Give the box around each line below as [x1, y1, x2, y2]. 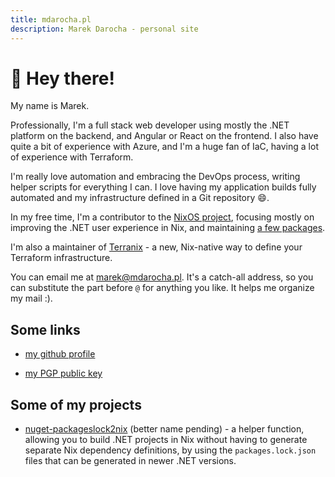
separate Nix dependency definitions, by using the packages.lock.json [24, 444, 317, 456]
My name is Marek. [10, 100, 90, 112]
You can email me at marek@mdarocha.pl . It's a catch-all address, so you [10, 271, 314, 283]
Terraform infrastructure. [10, 252, 113, 264]
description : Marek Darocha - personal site [10, 24, 199, 34]
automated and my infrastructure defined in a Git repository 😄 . [10, 192, 270, 204]
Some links [10, 321, 81, 338]
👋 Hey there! [10, 67, 115, 90]
